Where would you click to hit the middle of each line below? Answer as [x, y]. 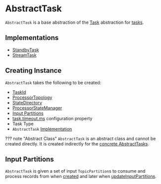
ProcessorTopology [32, 97]
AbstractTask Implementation [42, 129]
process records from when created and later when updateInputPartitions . [81, 177]
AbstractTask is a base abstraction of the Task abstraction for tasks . [75, 22]
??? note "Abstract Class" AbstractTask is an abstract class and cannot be [80, 138]
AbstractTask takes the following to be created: [53, 83]
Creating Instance [33, 70]
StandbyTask [26, 49]
